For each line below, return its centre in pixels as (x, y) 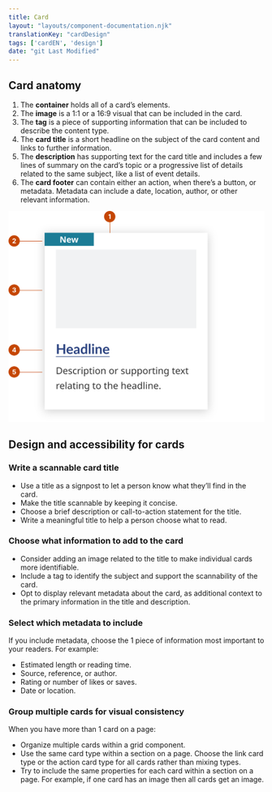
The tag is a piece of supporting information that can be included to (134, 122)
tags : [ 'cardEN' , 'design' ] (56, 43)
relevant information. (55, 200)
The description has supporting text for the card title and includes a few (141, 156)
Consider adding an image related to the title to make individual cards (136, 558)
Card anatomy (45, 85)
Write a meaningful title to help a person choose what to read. (123, 520)
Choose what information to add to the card (96, 541)
